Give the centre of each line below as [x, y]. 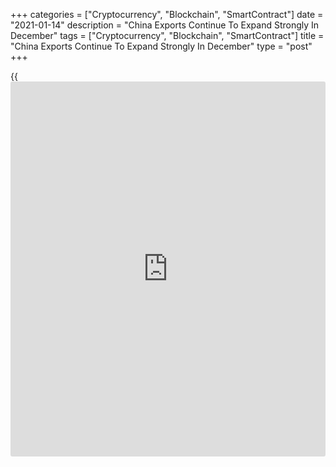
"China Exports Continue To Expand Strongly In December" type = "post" [161, 46]
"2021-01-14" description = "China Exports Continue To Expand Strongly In [165, 25]
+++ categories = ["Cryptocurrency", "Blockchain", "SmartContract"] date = [167, 14]
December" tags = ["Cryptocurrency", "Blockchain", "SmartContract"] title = [167, 35]
